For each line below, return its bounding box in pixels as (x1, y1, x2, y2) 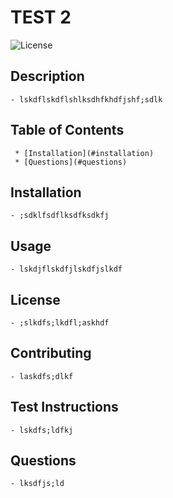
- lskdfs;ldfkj (10, 425, 74, 435)
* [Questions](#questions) (14, 157, 128, 167)
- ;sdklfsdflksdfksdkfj (10, 211, 110, 221)
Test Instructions (10, 399, 119, 416)
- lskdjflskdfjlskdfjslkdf (10, 264, 123, 275)
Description (10, 68, 85, 85)
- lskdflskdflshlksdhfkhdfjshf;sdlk (10, 94, 163, 105)
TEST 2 (10, 6, 72, 29)
